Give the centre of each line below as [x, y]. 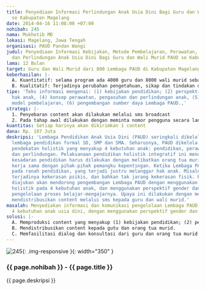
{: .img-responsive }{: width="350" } [68, 251]
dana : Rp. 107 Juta [31, 132]
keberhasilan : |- [28, 75]
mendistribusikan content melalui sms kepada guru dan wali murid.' [101, 199]
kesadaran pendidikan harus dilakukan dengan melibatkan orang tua [99, 160]
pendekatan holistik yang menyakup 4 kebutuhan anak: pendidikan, [98, 148]
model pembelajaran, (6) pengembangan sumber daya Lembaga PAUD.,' [99, 103]
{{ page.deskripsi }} [31, 281]
